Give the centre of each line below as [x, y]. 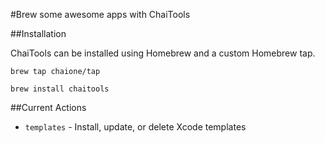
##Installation [38, 33]
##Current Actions [48, 107]
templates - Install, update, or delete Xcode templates [135, 127]
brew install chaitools [60, 89]
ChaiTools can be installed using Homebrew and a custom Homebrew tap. [163, 53]
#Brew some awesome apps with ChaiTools [100, 14]
